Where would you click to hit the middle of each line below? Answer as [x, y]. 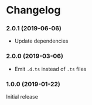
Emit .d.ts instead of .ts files [50, 69]
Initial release [22, 97]
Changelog [33, 10]
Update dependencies [41, 41]
